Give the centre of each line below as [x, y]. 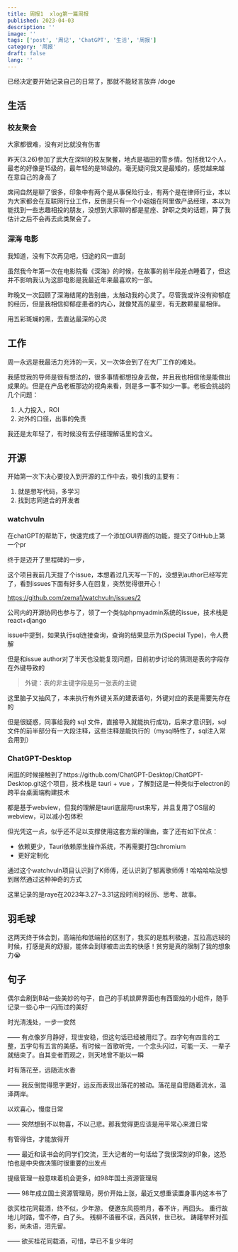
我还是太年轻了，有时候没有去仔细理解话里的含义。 [82, 433]
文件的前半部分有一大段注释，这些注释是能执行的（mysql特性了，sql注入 [113, 731]
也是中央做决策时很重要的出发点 [60, 1163]
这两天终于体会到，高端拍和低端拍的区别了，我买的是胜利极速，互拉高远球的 [119, 937]
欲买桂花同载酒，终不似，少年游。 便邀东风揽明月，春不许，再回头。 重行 [114, 1208]
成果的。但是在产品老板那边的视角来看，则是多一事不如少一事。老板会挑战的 [119, 386]
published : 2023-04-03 [41, 21]
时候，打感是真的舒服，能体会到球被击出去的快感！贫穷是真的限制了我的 [113, 946]
